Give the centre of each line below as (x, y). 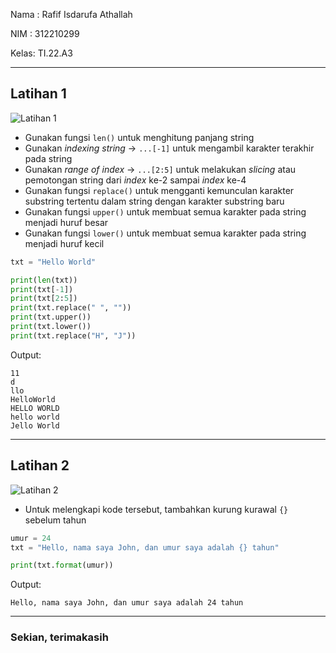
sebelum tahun (55, 520)
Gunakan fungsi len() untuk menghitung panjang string (139, 137)
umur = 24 (31, 538)
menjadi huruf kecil (64, 243)
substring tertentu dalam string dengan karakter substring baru (154, 201)
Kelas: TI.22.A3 (41, 53)
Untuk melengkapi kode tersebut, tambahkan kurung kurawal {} (156, 509)
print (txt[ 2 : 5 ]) (44, 299)
